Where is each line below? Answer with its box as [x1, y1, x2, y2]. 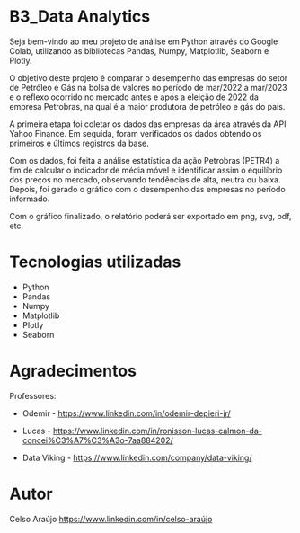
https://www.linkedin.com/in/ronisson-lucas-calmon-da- [52, 425, 262, 436]
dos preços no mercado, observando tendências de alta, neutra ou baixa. [9, 173, 281, 185]
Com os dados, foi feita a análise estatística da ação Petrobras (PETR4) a [9, 155, 280, 165]
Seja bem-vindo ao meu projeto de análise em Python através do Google [9, 36, 278, 47]
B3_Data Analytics [9, 6, 151, 27]
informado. [9, 193, 50, 204]
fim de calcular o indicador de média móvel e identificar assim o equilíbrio [9, 164, 283, 175]
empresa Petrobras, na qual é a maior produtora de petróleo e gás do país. [9, 101, 286, 111]
